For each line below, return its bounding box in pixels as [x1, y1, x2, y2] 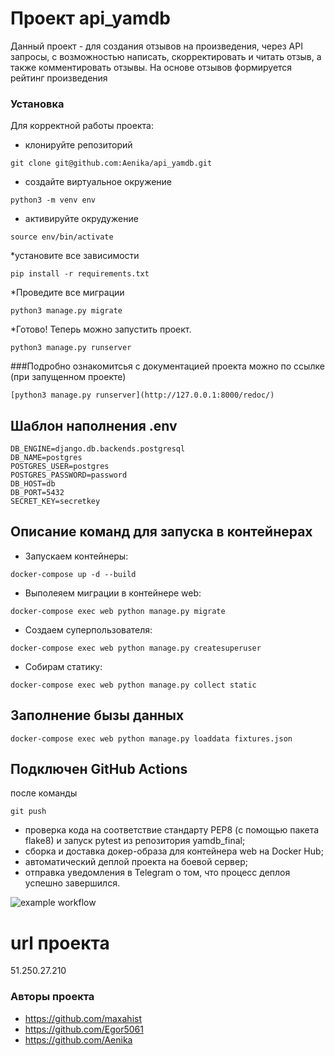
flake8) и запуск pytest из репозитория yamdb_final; [24, 835, 246, 847]
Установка [10, 97, 65, 111]
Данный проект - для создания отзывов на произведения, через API [10, 40, 303, 52]
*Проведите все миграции [10, 287, 125, 299]
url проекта [10, 932, 110, 954]
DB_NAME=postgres [10, 453, 83, 463]
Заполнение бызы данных [10, 707, 185, 724]
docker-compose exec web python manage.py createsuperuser [10, 643, 262, 653]
